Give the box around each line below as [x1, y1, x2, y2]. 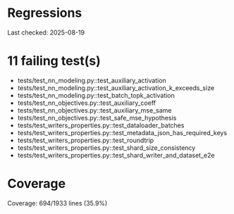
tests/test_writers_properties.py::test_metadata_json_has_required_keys [17, 128, 228, 137]
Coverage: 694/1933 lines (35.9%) [7, 199, 108, 207]
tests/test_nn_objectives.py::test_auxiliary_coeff [17, 99, 156, 107]
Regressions [7, 5, 82, 21]
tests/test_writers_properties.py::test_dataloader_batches [17, 121, 185, 130]
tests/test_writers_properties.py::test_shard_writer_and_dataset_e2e [17, 151, 215, 159]
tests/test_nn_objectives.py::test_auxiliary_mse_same [17, 106, 172, 114]
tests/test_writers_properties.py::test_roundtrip [17, 136, 154, 144]
